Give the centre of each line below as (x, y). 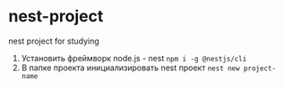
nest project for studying (54, 41)
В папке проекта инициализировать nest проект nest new (130, 68)
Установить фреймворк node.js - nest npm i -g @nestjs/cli (134, 58)
